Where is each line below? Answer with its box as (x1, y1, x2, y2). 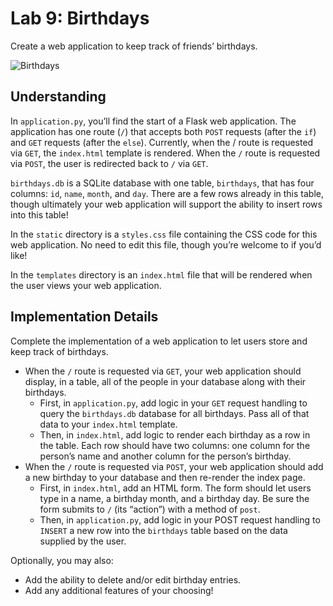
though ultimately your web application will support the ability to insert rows (10, 198, 323, 210)
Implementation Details (10, 308, 159, 326)
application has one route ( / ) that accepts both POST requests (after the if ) (10, 125, 317, 137)
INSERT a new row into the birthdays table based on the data (39, 524, 288, 536)
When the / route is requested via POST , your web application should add (24, 460, 324, 472)
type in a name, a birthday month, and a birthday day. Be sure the (39, 492, 310, 504)
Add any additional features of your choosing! (24, 584, 214, 596)
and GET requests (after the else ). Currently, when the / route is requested (10, 136, 314, 148)
